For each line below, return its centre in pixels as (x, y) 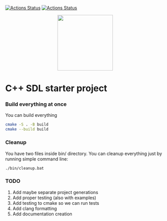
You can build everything (31, 115)
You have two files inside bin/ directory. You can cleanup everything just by (84, 153)
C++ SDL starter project (56, 88)
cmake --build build (27, 130)
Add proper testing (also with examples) (54, 198)
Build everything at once (36, 104)
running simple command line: (37, 159)
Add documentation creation (42, 214)
